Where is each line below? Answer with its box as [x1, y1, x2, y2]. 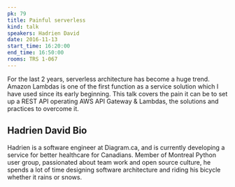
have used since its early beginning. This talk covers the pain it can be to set [7, 89, 228, 98]
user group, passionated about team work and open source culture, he [7, 158, 211, 166]
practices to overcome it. [7, 104, 79, 112]
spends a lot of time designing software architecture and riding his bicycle [7, 165, 221, 174]
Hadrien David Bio [7, 125, 87, 137]
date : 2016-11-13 [7, 36, 58, 43]
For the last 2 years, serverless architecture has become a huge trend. [7, 75, 210, 83]
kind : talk [7, 23, 39, 30]
